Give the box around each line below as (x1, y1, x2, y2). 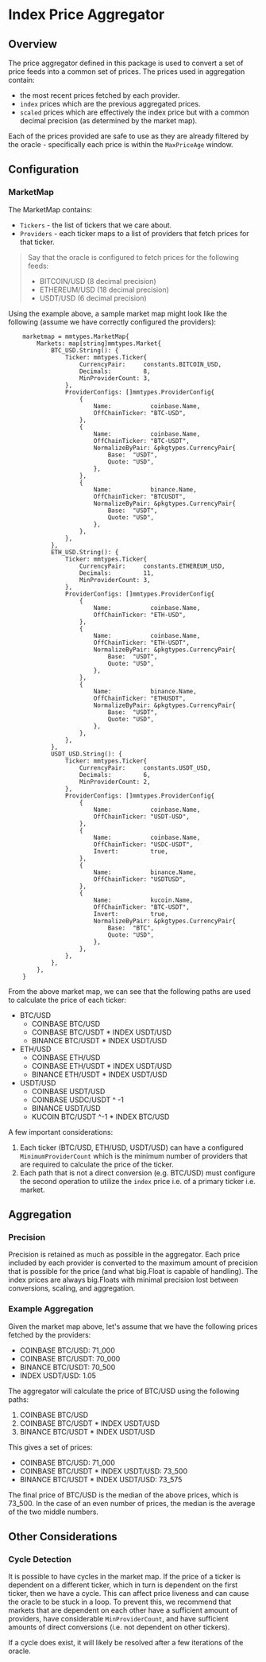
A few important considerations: (8, 1127, 114, 1136)
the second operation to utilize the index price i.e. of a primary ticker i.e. (19, 1176, 256, 1186)
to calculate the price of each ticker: (8, 995, 127, 1004)
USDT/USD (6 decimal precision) (39, 293, 147, 303)
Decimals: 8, (79, 367, 151, 375)
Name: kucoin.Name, (93, 896, 194, 904)
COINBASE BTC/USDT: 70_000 (19, 1353, 121, 1363)
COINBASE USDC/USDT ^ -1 (31, 1095, 125, 1105)
